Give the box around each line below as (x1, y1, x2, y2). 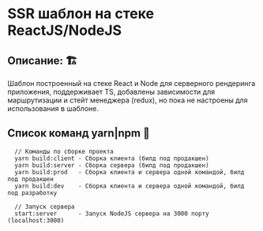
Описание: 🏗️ (7, 54, 78, 67)
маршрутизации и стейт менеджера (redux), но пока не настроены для (7, 95, 248, 105)
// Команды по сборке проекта (14, 147, 114, 155)
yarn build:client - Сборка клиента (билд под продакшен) (14, 155, 210, 162)
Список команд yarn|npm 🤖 (7, 127, 151, 140)
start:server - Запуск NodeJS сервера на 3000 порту (14, 210, 210, 218)
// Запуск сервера (14, 203, 76, 211)
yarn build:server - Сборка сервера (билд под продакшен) (14, 161, 210, 170)
